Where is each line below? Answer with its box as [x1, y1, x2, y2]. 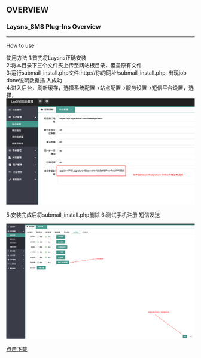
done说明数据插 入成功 [6, 76, 63, 84]
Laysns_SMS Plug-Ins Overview [6, 23, 101, 31]
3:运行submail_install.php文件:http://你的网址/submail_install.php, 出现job [6, 69, 187, 76]
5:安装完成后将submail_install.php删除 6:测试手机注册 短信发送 [6, 211, 160, 218]
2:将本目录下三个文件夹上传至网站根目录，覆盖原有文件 [6, 61, 142, 69]
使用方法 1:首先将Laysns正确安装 [6, 54, 87, 61]
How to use [6, 42, 35, 49]
